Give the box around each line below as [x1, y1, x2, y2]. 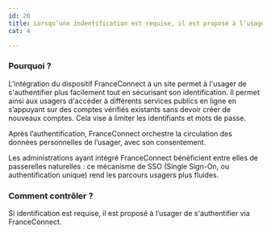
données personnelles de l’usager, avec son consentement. [8, 137, 206, 147]
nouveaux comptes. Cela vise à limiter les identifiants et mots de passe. [8, 113, 247, 123]
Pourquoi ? [8, 60, 52, 72]
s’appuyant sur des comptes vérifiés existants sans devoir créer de [8, 104, 231, 114]
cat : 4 [8, 27, 31, 35]
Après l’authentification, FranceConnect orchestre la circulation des [8, 128, 232, 138]
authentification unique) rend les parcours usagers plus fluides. [8, 170, 219, 180]
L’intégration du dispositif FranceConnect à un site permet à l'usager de [8, 78, 248, 89]
